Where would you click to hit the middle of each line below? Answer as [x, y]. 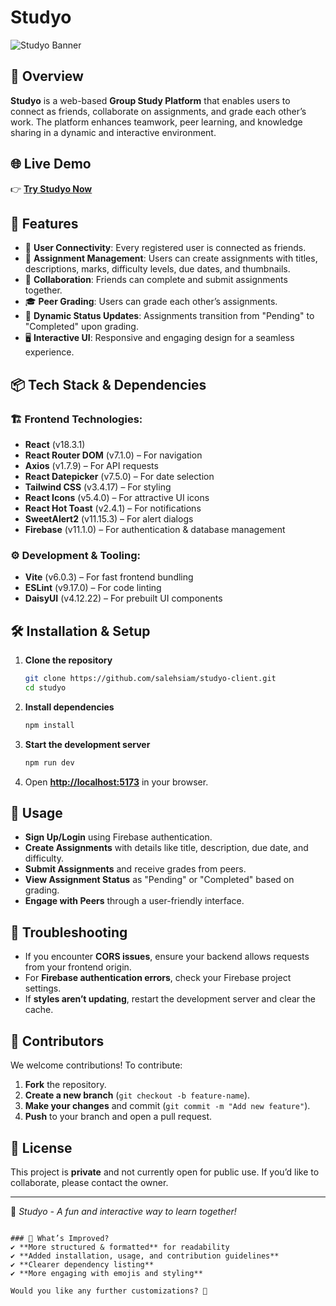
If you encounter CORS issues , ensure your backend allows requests [167, 957]
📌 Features [44, 223]
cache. [39, 1010]
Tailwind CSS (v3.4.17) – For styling [98, 487]
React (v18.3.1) [55, 445]
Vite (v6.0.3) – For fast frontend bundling [109, 577]
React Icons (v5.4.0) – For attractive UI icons [117, 498]
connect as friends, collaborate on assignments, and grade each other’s [158, 111]
